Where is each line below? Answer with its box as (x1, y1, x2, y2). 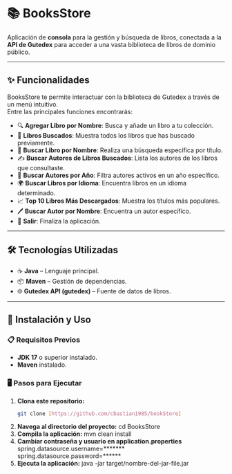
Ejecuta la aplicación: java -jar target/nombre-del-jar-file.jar (17, 459, 189, 468)
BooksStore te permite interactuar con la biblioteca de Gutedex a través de (7, 93, 220, 101)
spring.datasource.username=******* (17, 444, 125, 453)
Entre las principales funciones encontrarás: (7, 107, 133, 116)
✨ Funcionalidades (7, 74, 90, 86)
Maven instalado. (17, 361, 67, 369)
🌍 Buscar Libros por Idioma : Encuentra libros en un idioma (17, 179, 187, 187)
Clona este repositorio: (17, 396, 85, 405)
